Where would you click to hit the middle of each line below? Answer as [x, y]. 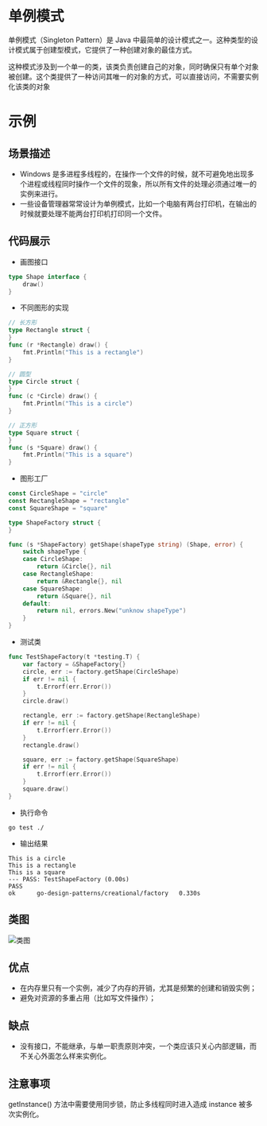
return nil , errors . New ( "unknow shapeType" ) [112, 611]
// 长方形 [23, 323]
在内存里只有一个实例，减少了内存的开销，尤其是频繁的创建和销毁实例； [138, 988]
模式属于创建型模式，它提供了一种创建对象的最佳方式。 [105, 49]
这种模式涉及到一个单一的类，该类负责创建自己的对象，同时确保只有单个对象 [133, 66]
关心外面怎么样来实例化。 [69, 1056]
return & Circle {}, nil [74, 567]
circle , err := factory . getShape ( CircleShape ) [101, 671]
